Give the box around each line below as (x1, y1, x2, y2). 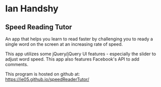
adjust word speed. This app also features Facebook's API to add (5, 56, 139, 62)
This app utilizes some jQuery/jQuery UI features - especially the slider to (5, 51, 156, 57)
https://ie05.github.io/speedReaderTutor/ (5, 77, 89, 82)
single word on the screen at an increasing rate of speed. (5, 41, 123, 47)
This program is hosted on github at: (5, 71, 80, 77)
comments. (5, 62, 28, 67)
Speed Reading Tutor (5, 23, 72, 31)
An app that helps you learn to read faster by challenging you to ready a (5, 36, 153, 42)
